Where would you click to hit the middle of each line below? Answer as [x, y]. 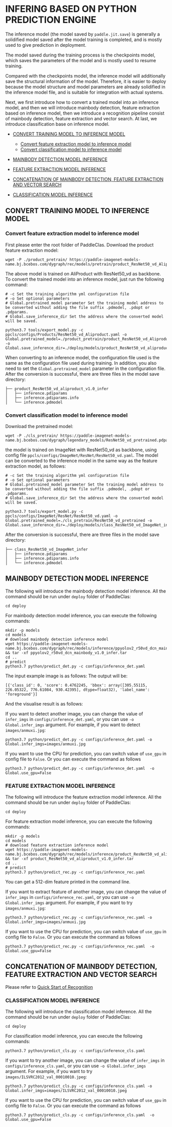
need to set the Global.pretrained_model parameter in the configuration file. [85, 368]
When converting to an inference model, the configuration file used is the [82, 357]
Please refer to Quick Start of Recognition [49, 987]
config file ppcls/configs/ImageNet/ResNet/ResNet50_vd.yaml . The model [82, 455]
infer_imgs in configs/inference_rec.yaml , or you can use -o [70, 897]
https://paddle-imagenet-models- [96, 436]
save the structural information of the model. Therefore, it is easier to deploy [86, 81]
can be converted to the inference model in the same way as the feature [81, 460]
